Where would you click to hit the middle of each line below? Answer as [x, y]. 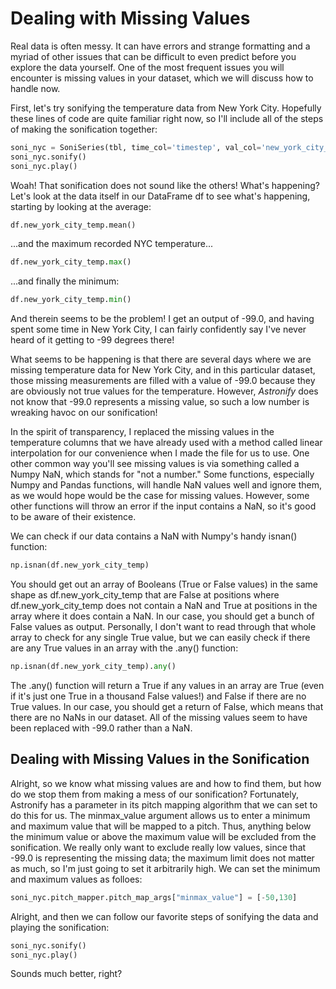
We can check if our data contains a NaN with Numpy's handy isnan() [154, 536]
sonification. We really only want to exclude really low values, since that [158, 847]
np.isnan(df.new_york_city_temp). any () [93, 667]
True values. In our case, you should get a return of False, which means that [167, 706]
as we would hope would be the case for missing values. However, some [160, 496]
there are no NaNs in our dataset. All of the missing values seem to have [159, 717]
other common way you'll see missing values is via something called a [155, 464]
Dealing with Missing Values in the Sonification [160, 759]
